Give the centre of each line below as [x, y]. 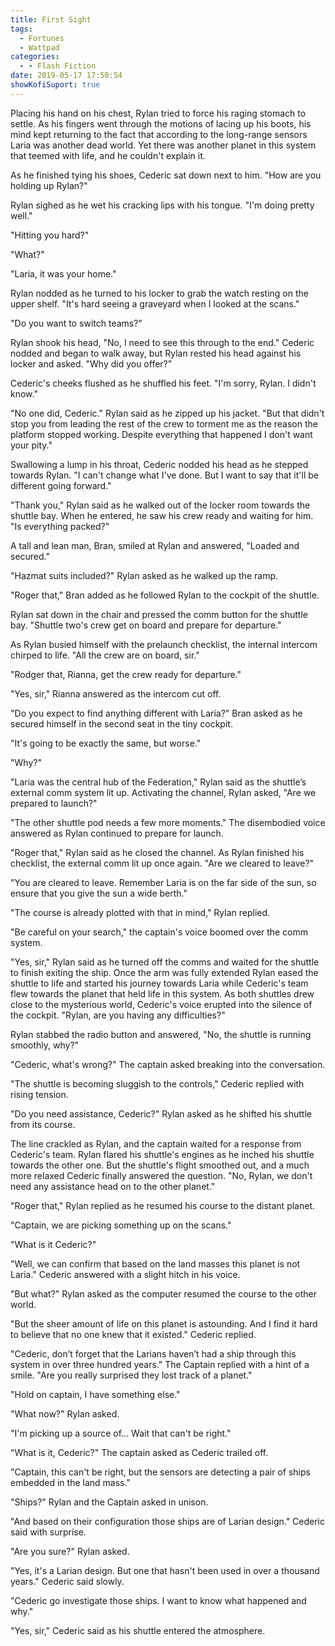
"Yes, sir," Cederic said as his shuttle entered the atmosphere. [138, 1630]
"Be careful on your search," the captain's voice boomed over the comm [159, 932]
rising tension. [39, 1094]
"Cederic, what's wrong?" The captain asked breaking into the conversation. [168, 1064]
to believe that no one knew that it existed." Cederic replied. [133, 1334]
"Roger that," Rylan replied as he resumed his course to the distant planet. [163, 1205]
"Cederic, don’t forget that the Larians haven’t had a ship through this [153, 1353]
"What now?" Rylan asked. [65, 1413]
